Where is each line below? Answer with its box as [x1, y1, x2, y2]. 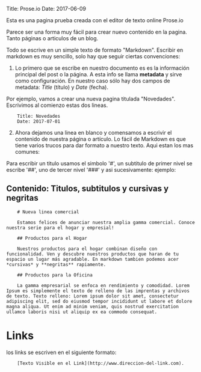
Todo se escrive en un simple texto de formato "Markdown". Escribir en [6, 46, 184, 53]
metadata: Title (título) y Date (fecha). [14, 84, 108, 91]
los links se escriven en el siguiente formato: [6, 349, 117, 356]
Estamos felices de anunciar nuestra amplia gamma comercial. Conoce [17, 219, 196, 225]
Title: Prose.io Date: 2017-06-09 [6, 5, 86, 12]
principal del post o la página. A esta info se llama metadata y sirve [14, 71, 182, 78]
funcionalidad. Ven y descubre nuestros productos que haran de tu [6, 251, 179, 257]
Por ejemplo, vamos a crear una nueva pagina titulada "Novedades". [6, 96, 176, 102]
